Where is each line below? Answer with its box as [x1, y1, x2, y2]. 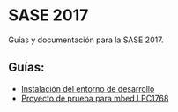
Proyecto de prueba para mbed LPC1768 [20, 93, 169, 103]
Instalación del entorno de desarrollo [20, 83, 155, 93]
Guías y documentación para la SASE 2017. [8, 34, 164, 45]
